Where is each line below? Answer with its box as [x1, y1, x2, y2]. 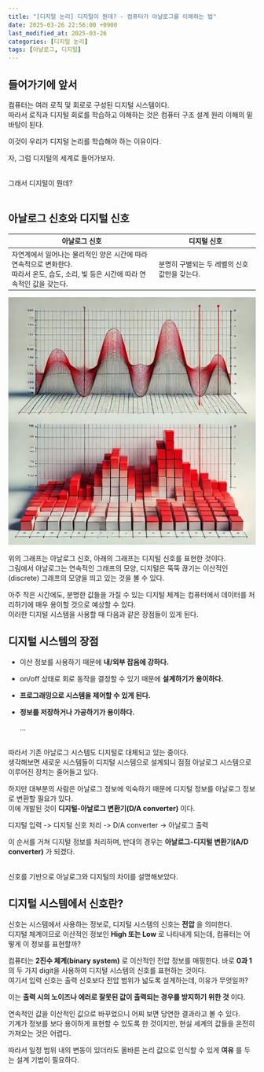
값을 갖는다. [32, 279, 68, 288]
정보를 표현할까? [31, 939, 81, 949]
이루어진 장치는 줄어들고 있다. [8, 767, 99, 776]
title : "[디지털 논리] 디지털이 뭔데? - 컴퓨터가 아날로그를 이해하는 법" [8, 13, 217, 20]
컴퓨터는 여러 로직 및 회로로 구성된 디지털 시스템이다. [8, 100, 170, 109]
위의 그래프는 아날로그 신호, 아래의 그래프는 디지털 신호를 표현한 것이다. [8, 554, 226, 563]
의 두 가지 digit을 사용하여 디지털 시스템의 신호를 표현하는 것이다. [8, 965, 207, 975]
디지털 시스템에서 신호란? [8, 897, 124, 911]
